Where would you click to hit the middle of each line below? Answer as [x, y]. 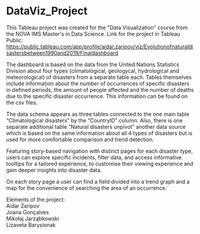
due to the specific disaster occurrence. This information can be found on [97, 96]
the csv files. [22, 102]
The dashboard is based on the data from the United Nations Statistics [93, 64]
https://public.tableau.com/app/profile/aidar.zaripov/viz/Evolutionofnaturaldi [100, 47]
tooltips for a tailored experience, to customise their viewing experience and [100, 164]
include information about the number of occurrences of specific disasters [98, 83]
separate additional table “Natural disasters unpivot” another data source [96, 127]
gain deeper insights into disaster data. [54, 170]
